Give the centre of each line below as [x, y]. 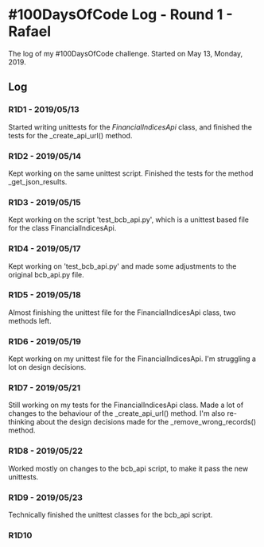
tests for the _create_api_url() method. [70, 135]
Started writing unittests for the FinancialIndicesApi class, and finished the [130, 127]
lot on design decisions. [47, 367]
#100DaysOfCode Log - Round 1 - [120, 15]
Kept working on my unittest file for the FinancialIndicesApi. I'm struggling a [132, 359]
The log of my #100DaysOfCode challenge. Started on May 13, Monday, [126, 53]
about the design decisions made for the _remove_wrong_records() [146, 422]
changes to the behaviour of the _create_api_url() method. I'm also [117, 413]
